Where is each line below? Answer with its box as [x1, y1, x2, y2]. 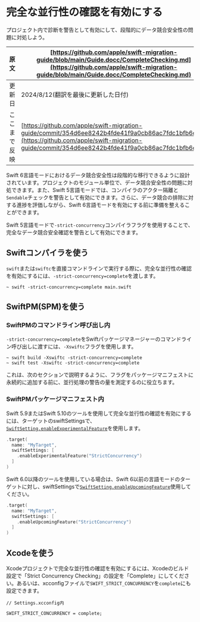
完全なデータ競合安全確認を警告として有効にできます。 [6, 228, 142, 235]
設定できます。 [6, 587, 43, 595]
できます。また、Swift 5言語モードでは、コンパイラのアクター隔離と [11, 186, 179, 193]
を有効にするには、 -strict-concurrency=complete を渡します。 [6, 272, 159, 279]
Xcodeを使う [6, 548, 55, 558]
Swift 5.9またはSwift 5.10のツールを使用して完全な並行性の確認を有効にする [6, 410, 192, 417]
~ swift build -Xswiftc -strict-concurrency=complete [6, 355, 143, 361]
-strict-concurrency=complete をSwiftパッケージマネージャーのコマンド [6, 335, 182, 343]
